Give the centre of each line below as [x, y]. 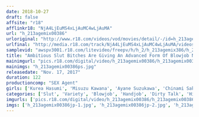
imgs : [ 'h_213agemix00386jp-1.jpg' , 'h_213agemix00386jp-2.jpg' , [88, 105]
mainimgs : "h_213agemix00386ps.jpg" [51, 66]
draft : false [22, 17]
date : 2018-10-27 [28, 12]
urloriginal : [22, 39]
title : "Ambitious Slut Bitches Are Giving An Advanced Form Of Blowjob [98, 56]
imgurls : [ [20, 99]
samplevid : [20, 50]
